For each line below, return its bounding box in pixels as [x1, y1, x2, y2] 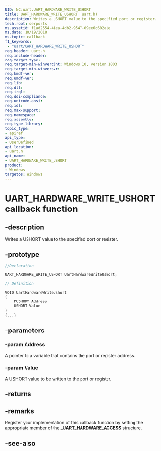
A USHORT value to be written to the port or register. [5, 376, 112, 382]
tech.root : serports [5, 21, 48, 26]
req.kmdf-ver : [5, 71, 34, 76]
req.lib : [5, 80, 23, 85]
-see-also [5, 439, 36, 448]
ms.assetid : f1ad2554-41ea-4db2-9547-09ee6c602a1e [5, 26, 111, 30]
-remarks [5, 407, 34, 415]
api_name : [5, 153, 26, 158]
